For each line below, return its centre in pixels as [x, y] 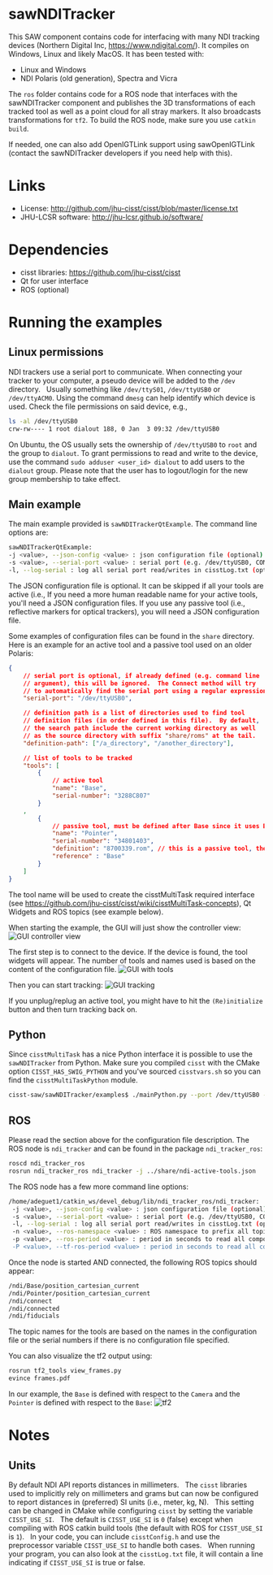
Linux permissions [56, 352]
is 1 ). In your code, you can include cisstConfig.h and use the [115, 1536]
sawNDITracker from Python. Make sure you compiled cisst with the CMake [134, 1063]
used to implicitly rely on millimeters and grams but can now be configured [133, 1493]
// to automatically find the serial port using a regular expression [145, 691]
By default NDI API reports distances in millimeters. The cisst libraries [128, 1485]
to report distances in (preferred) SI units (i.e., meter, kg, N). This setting [131, 1502]
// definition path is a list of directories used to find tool [134, 713]
